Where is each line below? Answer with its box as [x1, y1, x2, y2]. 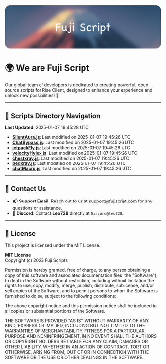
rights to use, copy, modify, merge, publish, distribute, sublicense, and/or [5, 283, 154, 288]
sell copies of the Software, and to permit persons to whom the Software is [5, 287, 158, 294]
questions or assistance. [12, 205, 63, 211]
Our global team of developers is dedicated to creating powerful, [5, 82, 137, 88]
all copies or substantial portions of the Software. [5, 308, 105, 314]
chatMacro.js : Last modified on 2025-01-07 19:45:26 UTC [12, 166, 132, 172]
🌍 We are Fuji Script [5, 62, 90, 74]
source [5, 87, 20, 93]
